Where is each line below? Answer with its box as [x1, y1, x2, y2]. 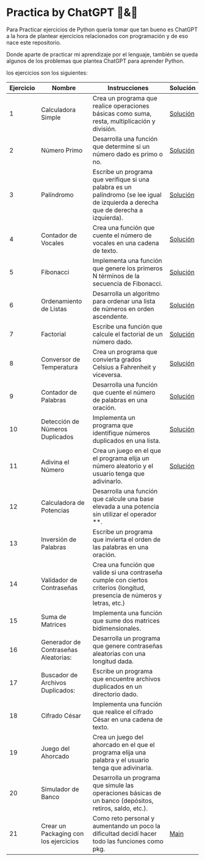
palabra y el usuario [92, 756, 149, 764]
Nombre [51, 83, 76, 92]
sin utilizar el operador [92, 510, 157, 518]
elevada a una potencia [92, 502, 160, 510]
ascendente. [92, 312, 128, 321]
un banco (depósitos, [92, 796, 154, 805]
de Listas [41, 305, 67, 313]
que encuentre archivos [92, 674, 160, 683]
